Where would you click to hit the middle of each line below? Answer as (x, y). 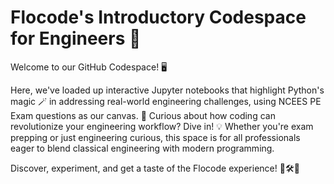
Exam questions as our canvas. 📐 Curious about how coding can (143, 115)
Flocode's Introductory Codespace (158, 17)
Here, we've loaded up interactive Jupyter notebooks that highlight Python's (167, 90)
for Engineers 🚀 (76, 38)
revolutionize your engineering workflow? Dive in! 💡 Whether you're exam (162, 126)
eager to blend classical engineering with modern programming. (142, 148)
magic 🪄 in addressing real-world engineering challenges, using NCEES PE (166, 101)
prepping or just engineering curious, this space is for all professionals (155, 137)
